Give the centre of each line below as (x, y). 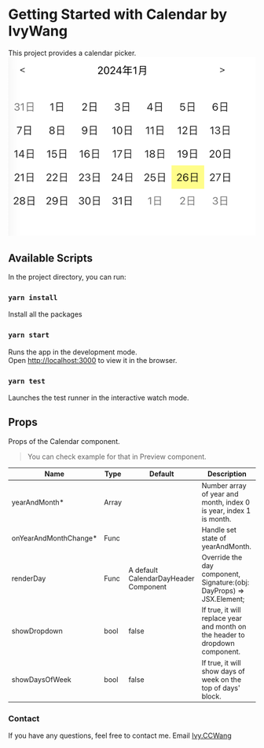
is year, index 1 (226, 510)
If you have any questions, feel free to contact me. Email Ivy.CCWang (120, 735)
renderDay (29, 578)
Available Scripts (50, 258)
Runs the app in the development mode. (73, 352)
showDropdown (37, 631)
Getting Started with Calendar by (118, 15)
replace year (222, 618)
